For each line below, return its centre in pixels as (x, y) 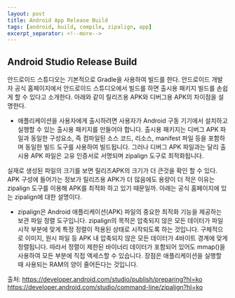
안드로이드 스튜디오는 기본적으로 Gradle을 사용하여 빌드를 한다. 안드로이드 (109, 80)
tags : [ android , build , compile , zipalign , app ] (80, 27)
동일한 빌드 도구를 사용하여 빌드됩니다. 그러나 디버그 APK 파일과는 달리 (122, 147)
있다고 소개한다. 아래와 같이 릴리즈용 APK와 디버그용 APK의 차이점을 (123, 97)
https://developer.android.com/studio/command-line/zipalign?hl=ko (105, 287)
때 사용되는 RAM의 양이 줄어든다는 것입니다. (78, 264)
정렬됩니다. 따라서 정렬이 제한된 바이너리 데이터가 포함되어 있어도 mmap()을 (121, 247)
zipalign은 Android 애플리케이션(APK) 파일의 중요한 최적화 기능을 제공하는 (120, 212)
